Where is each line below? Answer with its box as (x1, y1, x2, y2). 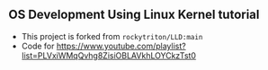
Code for (21, 40, 55, 51)
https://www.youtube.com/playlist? (56, 40, 186, 51)
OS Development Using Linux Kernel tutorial (8, 7, 260, 22)
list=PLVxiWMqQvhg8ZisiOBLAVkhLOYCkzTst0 (21, 49, 197, 61)
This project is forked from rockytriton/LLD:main (21, 31, 203, 41)
